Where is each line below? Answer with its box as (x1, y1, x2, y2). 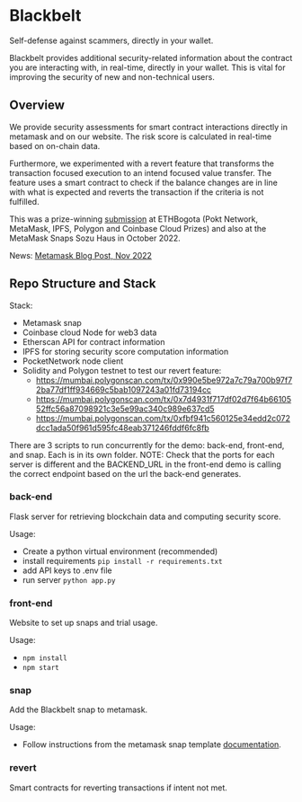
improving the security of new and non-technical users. (9, 71, 216, 82)
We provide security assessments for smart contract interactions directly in (9, 121, 288, 132)
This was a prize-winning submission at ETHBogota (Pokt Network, (9, 213, 259, 225)
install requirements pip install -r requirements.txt (22, 555, 223, 566)
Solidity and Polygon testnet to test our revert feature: (22, 365, 222, 375)
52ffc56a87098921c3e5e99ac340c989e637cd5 (35, 403, 215, 414)
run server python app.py (22, 574, 116, 585)
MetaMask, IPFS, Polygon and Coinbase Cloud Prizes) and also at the (9, 223, 267, 234)
